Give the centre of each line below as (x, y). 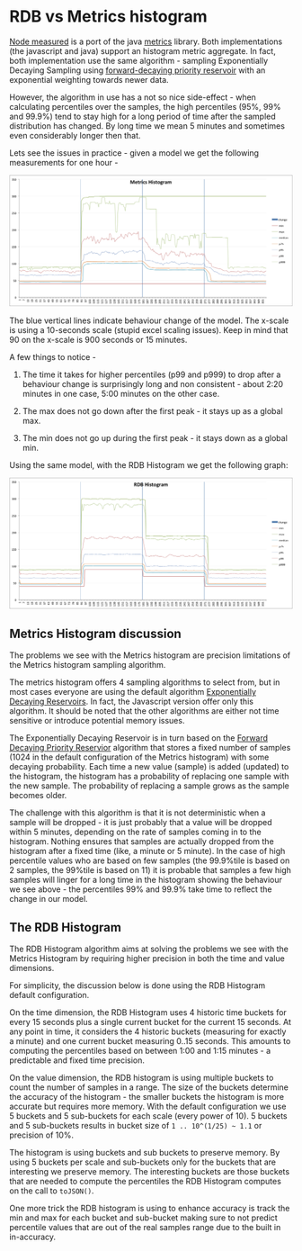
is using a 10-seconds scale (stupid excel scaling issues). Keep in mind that (149, 329)
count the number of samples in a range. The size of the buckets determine (149, 1087)
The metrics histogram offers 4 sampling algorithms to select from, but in (145, 682)
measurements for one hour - (64, 162)
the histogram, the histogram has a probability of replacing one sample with (149, 777)
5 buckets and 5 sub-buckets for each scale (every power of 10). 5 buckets (148, 1116)
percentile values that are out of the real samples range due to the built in (145, 1228)
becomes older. (38, 796)
